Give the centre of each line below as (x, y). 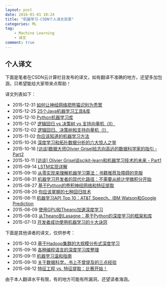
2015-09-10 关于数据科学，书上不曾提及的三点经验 (64, 262)
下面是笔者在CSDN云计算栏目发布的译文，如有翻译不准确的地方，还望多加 (81, 77)
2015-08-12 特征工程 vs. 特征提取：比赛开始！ (60, 268)
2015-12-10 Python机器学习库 (43, 117)
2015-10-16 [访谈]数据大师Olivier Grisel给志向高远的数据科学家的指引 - (85, 149)
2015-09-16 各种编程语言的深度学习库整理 (55, 249)
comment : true (20, 43)
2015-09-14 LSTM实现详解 (40, 167)
